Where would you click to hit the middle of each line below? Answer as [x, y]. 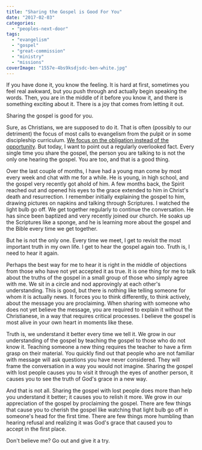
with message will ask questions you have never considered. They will [93, 360]
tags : [13, 34]
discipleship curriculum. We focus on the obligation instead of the [88, 140]
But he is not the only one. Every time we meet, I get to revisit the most [94, 240]
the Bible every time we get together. [52, 229]
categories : [21, 23]
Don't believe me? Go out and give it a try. [58, 441]
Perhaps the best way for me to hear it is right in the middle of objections [96, 265]
